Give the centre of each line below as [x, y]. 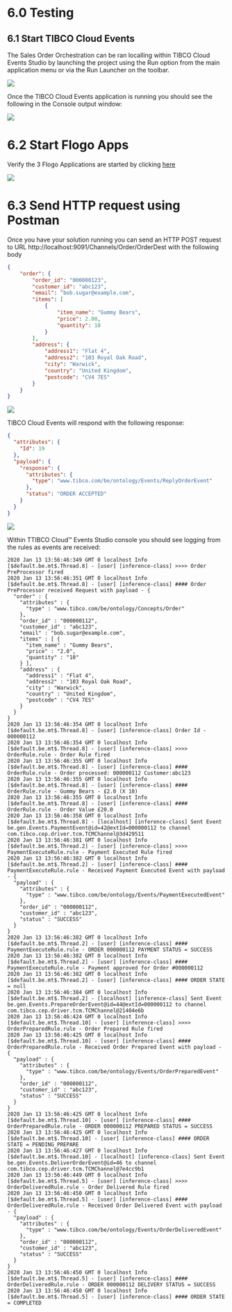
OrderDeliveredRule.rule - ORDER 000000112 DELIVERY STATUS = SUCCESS [111, 1285]
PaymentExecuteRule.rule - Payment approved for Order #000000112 [105, 968]
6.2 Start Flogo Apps [68, 145]
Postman [34, 220]
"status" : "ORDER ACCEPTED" [66, 494]
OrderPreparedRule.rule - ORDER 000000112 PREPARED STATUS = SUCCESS [110, 1126]
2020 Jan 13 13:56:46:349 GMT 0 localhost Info [77, 560]
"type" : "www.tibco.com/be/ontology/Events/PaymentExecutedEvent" [125, 895]
